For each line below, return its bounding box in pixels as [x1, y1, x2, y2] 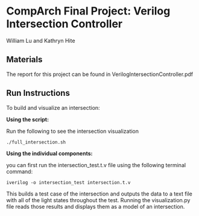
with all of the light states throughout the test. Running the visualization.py [6, 196, 191, 203]
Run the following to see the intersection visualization [6, 127, 139, 135]
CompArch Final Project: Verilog [6, 4, 171, 18]
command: [6, 168, 33, 175]
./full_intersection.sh [6, 139, 66, 145]
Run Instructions [6, 88, 71, 98]
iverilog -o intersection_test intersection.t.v [6, 179, 131, 185]
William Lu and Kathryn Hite [6, 37, 75, 44]
